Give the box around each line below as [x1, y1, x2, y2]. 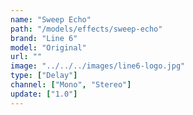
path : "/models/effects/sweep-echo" [10, 24, 163, 34]
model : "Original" [10, 42, 87, 53]
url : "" [10, 52, 43, 62]
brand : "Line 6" [10, 33, 78, 43]
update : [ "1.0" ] [10, 89, 78, 99]
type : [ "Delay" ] [10, 71, 78, 81]
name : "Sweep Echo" [10, 14, 92, 25]
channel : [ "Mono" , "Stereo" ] [10, 80, 132, 90]
